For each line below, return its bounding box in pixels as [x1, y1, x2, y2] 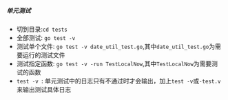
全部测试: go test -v [16, 33, 76, 41]
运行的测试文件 [22, 50, 65, 59]
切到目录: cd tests [16, 25, 68, 33]
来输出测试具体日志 [16, 85, 72, 93]
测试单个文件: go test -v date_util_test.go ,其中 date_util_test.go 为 [16, 42, 215, 50]
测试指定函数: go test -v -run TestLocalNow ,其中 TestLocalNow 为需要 [16, 59, 212, 68]
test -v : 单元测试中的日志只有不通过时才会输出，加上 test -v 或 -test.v [16, 77, 221, 85]
